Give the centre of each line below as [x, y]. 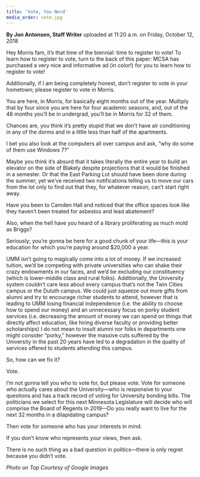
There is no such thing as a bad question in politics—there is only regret [95, 449]
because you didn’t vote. [37, 455]
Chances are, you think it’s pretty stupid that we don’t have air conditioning [98, 125]
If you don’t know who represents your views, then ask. [74, 437]
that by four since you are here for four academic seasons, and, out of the [97, 107]
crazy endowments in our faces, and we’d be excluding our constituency [96, 271]
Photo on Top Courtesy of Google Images [57, 467]
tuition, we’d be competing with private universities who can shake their [94, 265]
